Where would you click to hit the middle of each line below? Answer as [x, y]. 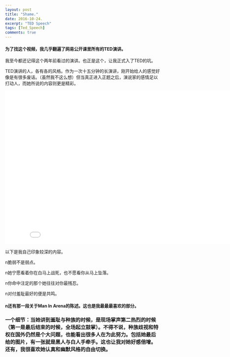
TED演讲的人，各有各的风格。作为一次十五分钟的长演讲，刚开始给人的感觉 [80, 71]
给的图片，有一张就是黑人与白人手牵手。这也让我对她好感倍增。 [81, 342]
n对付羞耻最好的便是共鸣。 [32, 294]
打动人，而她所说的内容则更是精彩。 [42, 84]
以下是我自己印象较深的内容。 [35, 252]
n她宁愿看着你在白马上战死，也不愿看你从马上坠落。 [58, 273]
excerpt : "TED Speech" [28, 23]
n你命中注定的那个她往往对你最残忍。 [43, 283]
